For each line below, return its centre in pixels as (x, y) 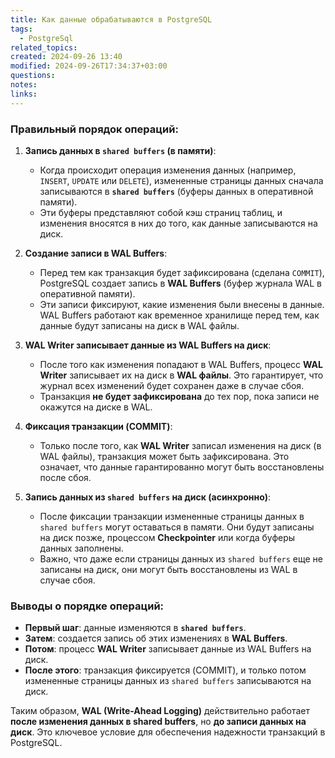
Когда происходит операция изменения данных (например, (168, 170)
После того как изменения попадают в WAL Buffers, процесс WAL (181, 364)
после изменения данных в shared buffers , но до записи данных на (158, 722)
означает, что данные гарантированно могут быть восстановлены (182, 467)
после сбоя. (65, 477)
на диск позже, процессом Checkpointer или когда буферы (167, 537)
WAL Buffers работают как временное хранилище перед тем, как (179, 315)
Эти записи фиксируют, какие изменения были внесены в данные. (182, 304)
